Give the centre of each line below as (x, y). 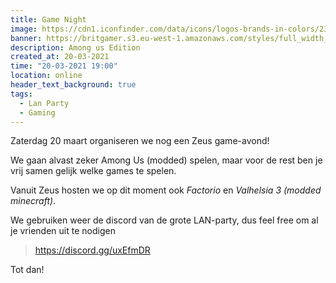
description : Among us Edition (75, 47)
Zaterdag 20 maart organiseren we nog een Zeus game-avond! (140, 141)
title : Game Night (48, 19)
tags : (21, 94)
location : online (46, 76)
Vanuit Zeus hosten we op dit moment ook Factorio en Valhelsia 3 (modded (166, 190)
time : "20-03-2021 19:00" (64, 66)
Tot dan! (27, 270)
